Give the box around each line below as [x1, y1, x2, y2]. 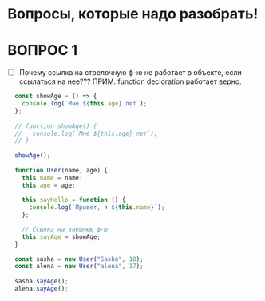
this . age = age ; [22, 181, 77, 189]
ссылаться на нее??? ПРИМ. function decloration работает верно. [18, 77, 242, 86]
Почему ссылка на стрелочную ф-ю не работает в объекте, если [18, 68, 242, 77]
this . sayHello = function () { [22, 196, 126, 204]
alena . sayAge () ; [14, 285, 69, 293]
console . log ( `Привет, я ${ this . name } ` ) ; [28, 204, 165, 212]
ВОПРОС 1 [7, 42, 78, 60]
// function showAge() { [14, 121, 97, 130]
